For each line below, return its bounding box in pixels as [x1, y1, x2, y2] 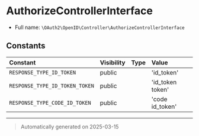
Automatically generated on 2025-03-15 [20, 123, 119, 130]
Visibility [99, 58, 126, 66]
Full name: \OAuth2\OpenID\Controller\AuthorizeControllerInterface [14, 24, 185, 31]
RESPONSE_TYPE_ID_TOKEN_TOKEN [9, 82, 95, 89]
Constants [6, 41, 46, 51]
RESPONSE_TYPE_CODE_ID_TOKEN [9, 99, 91, 106]
